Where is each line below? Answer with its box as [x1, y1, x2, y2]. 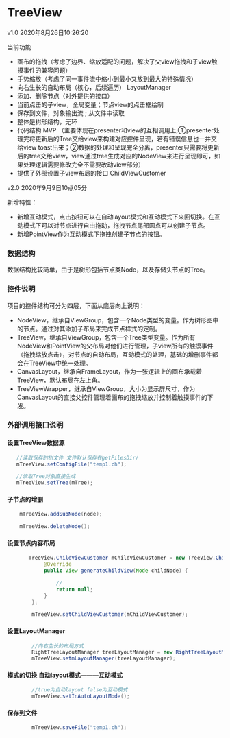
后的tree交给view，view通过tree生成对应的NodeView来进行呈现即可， [16, 152, 215, 160]
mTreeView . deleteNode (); [19, 523, 90, 530]
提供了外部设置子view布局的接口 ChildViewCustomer [16, 169, 166, 177]
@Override [43, 561, 72, 568]
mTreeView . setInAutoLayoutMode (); [31, 693, 130, 700]
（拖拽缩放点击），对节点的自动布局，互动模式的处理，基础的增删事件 [16, 350, 212, 358]
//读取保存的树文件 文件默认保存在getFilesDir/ [16, 454, 139, 461]
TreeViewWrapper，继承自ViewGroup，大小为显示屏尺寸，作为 [16, 384, 196, 392]
